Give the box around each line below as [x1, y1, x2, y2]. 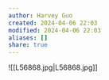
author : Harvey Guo [8, 11, 73, 20]
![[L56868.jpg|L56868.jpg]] [8, 63, 98, 72]
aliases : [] [8, 33, 48, 42]
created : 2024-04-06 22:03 [8, 19, 98, 27]
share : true [8, 41, 48, 49]
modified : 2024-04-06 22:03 [8, 26, 102, 34]
